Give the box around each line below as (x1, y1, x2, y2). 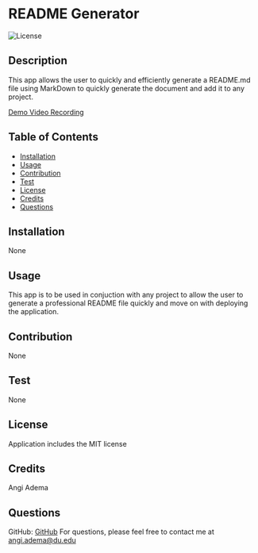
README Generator (8, 5, 140, 23)
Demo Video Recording (8, 107, 85, 117)
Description (8, 54, 67, 67)
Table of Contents (8, 130, 99, 144)
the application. (8, 307, 60, 317)
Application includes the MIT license (8, 439, 127, 448)
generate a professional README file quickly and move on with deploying (8, 298, 248, 308)
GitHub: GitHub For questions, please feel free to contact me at (8, 527, 214, 536)
